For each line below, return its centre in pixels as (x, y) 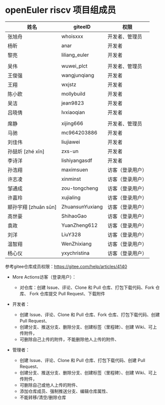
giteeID (82, 27)
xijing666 (72, 123)
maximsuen (75, 169)
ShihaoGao (74, 216)
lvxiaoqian (73, 112)
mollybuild (73, 93)
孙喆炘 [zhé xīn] (26, 151)
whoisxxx (72, 36)
